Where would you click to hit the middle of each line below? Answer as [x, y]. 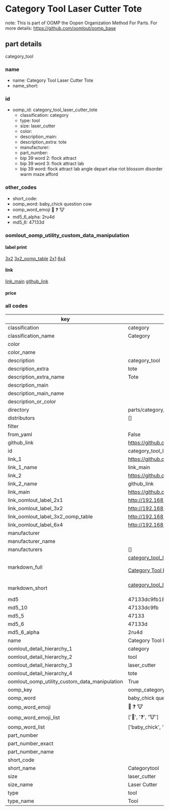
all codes [17, 306]
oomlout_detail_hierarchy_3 [40, 665]
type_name [21, 801]
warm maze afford [39, 174]
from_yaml [20, 434]
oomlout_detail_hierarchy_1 [40, 649]
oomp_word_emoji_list [34, 717]
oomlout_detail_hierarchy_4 [40, 673]
